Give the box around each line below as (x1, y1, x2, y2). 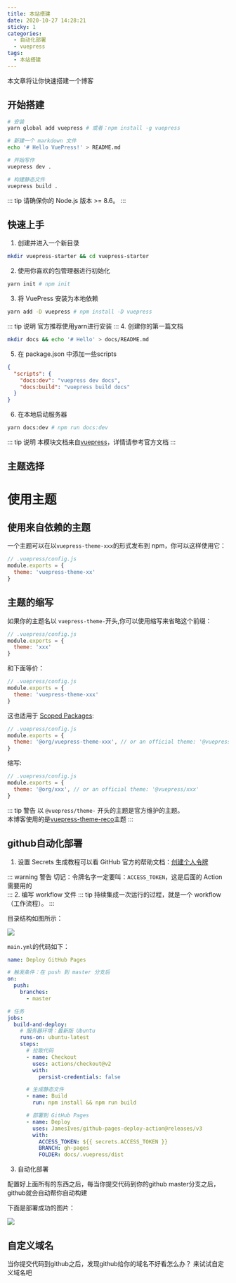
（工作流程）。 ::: (7, 899, 55, 907)
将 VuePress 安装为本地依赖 (17, 294, 98, 303)
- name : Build (25, 1093, 68, 1100)
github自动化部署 (7, 837, 83, 849)
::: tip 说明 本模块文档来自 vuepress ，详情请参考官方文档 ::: (7, 438, 176, 446)
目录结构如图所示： (7, 914, 63, 922)
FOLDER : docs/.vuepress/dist (38, 1151, 124, 1158)
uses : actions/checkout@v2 (32, 1060, 112, 1067)
